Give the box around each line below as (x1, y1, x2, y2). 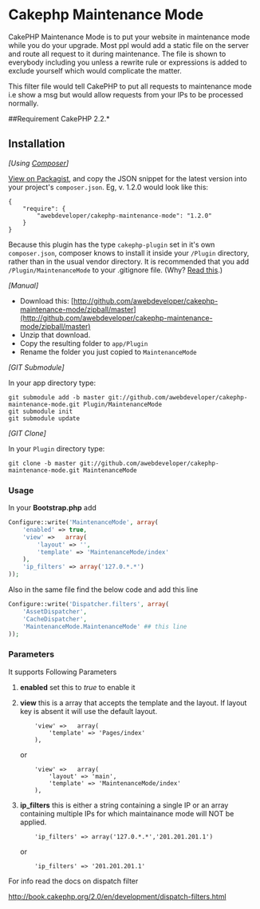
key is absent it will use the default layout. (19, 706, 158, 716)
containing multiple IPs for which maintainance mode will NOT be (19, 808, 234, 818)
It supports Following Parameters (8, 667, 117, 677)
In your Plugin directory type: (8, 443, 105, 453)
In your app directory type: (8, 378, 97, 387)
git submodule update (8, 414, 81, 423)
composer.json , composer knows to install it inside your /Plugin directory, (8, 248, 250, 257)
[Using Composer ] (8, 158, 69, 168)
